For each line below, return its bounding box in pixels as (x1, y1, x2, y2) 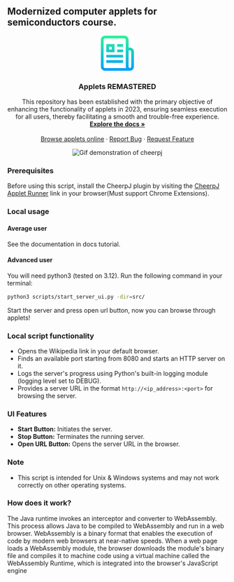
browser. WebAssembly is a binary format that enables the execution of (7, 529, 213, 537)
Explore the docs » (89, 120, 145, 128)
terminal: (7, 278, 33, 287)
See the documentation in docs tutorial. (7, 240, 121, 248)
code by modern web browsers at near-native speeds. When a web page (7, 536, 218, 545)
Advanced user (7, 256, 53, 264)
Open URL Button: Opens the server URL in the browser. (17, 440, 180, 448)
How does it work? (7, 498, 72, 508)
